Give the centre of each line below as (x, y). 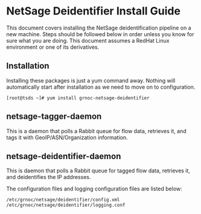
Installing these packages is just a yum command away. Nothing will (91, 80)
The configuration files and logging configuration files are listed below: (94, 189)
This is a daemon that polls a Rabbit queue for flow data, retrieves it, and (96, 131)
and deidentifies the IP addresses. (49, 177)
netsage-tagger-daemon (54, 117)
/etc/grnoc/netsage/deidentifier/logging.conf (66, 205)
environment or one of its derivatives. (53, 47)
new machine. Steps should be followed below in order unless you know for (100, 34)
